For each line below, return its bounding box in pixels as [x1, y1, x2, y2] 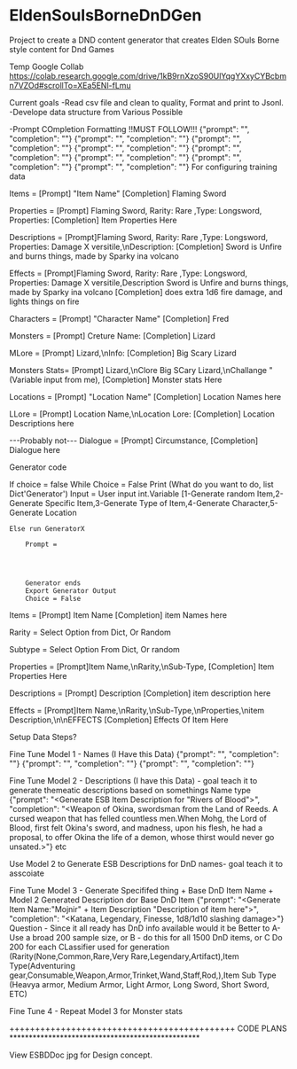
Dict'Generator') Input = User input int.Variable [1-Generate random [9, 488, 255, 499]
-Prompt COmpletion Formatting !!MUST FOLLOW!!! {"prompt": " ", [9, 123, 250, 134]
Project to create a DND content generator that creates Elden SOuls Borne [9, 35, 280, 45]
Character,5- [231, 497, 278, 508]
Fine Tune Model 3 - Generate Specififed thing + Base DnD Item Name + [9, 885, 274, 895]
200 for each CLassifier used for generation [9, 941, 170, 952]
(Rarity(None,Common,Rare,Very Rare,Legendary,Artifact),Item [9, 950, 239, 962]
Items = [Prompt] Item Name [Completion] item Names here [9, 609, 228, 620]
